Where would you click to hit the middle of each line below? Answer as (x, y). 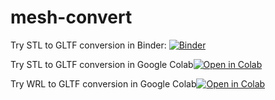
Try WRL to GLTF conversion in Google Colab (103, 83)
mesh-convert (71, 17)
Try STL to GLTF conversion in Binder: (88, 45)
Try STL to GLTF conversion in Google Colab (102, 64)
